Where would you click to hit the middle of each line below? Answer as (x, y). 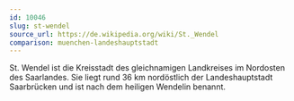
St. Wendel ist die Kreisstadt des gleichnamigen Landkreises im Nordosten (147, 68)
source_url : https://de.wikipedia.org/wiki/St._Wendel (114, 34)
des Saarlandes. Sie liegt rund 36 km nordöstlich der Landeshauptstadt (141, 78)
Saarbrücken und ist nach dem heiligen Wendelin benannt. (118, 87)
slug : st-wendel (40, 26)
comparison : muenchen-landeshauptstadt (84, 42)
